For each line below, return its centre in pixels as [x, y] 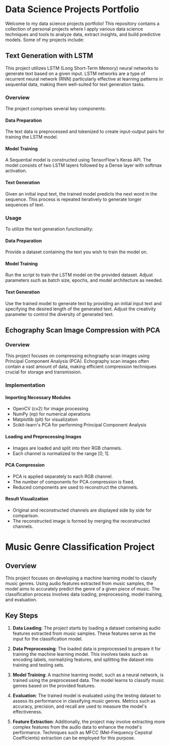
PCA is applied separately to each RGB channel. [63, 476]
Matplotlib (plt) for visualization [45, 419]
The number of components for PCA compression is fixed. [74, 482]
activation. [16, 171]
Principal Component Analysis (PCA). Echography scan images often [77, 361]
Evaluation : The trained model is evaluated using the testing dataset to [87, 695]
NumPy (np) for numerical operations [52, 414]
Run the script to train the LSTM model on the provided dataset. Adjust [79, 275]
